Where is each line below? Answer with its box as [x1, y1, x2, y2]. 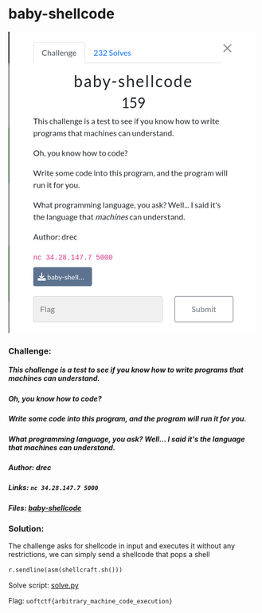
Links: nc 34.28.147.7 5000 [8, 483, 99, 492]
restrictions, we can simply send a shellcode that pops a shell [8, 550, 210, 560]
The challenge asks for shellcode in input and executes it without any [8, 541, 236, 551]
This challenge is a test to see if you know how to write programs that [8, 365, 244, 375]
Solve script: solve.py [8, 580, 80, 591]
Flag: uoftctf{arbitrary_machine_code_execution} [8, 596, 173, 606]
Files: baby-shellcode [8, 503, 82, 512]
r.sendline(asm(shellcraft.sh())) [8, 566, 123, 575]
